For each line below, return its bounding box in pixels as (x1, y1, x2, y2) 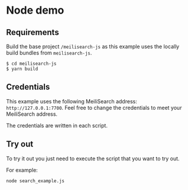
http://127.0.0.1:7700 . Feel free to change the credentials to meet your (6, 104, 182, 111)
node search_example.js (6, 178, 65, 184)
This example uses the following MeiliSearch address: (6, 97, 137, 104)
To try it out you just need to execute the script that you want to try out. (6, 155, 180, 162)
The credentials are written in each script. (6, 122, 108, 129)
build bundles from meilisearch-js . (6, 49, 92, 56)
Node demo (6, 4, 64, 17)
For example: (6, 166, 38, 173)
